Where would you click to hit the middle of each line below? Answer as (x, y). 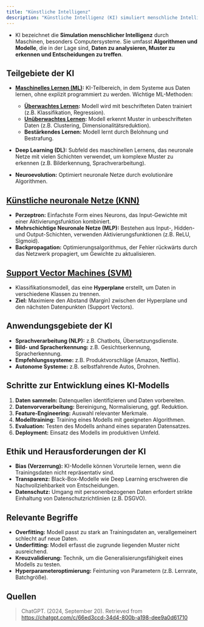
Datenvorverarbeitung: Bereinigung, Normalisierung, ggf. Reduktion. (102, 406)
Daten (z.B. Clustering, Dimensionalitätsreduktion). (87, 126)
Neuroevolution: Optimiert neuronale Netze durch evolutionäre (94, 175)
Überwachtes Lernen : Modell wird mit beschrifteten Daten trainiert (108, 106)
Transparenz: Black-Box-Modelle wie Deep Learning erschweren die (101, 479)
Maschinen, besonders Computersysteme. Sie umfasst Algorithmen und (106, 41)
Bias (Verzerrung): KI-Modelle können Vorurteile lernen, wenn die (98, 466)
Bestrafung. (39, 139)
